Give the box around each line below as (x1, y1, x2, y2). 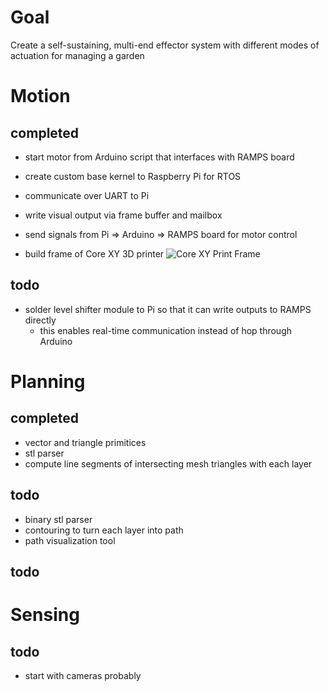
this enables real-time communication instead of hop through (39, 324, 293, 336)
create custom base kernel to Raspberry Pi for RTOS (24, 170, 242, 182)
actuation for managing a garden (10, 49, 145, 61)
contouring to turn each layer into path (24, 524, 184, 536)
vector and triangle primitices (24, 436, 147, 448)
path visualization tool (24, 534, 116, 546)
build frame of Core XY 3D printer (24, 247, 165, 260)
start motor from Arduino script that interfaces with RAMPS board (24, 151, 295, 163)
